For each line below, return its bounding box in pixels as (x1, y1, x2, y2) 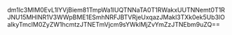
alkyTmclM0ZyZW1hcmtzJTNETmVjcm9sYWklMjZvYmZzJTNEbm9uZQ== (7, 21, 221, 28)
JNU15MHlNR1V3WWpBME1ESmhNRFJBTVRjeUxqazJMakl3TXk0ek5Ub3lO (7, 13, 226, 21)
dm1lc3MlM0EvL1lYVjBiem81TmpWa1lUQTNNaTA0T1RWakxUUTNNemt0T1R (7, 6, 226, 14)
